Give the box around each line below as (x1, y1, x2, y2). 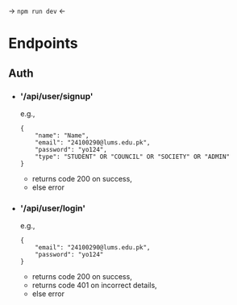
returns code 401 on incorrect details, (31, 281, 157, 290)
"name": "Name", (35, 132, 89, 140)
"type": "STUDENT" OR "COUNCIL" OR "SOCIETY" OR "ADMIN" (35, 152, 231, 161)
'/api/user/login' (19, 203, 86, 214)
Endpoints (8, 35, 78, 52)
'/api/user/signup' (19, 90, 94, 102)
